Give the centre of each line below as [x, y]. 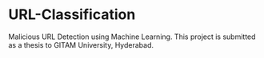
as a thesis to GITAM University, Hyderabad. [81, 44]
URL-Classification [72, 15]
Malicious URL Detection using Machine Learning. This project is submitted [132, 37]
